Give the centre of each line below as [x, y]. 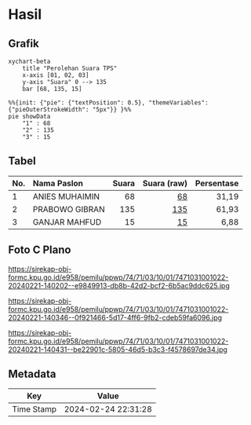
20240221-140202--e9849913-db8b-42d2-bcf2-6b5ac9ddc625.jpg [119, 285]
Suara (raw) [165, 183]
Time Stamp [35, 409]
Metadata [32, 374]
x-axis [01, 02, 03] [56, 75]
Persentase [217, 183]
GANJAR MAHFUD [67, 222]
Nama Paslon [58, 183]
